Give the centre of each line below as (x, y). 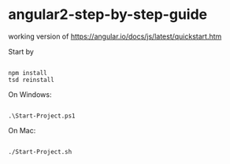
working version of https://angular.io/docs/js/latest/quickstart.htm (115, 36)
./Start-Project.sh (40, 151)
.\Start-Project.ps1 (42, 116)
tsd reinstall (32, 80)
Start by (21, 51)
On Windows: (30, 94)
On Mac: (22, 130)
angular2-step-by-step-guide (108, 15)
